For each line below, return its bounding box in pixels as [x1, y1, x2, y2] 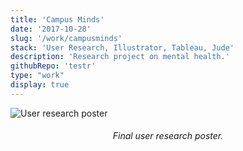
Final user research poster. [112, 130, 224, 142]
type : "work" [10, 71, 65, 81]
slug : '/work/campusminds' [10, 33, 123, 43]
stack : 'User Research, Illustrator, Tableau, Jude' [10, 42, 235, 53]
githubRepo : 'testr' [10, 61, 97, 71]
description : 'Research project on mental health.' [10, 52, 230, 62]
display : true [10, 80, 70, 90]
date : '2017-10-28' [10, 24, 92, 34]
